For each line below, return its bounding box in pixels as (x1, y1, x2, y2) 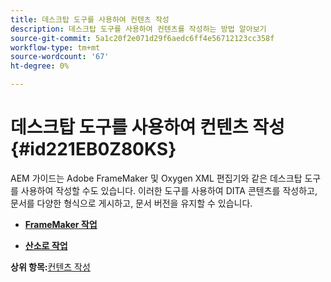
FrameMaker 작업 (24, 218, 98, 230)
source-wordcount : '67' (10, 52, 110, 62)
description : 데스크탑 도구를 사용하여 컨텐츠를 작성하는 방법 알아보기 (10, 24, 267, 34)
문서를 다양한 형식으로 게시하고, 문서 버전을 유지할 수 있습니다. (10, 197, 253, 209)
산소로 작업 (24, 239, 68, 251)
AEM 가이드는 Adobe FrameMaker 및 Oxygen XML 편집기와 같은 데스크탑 (10, 172, 303, 184)
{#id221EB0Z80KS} (10, 138, 177, 161)
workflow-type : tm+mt (10, 42, 101, 53)
